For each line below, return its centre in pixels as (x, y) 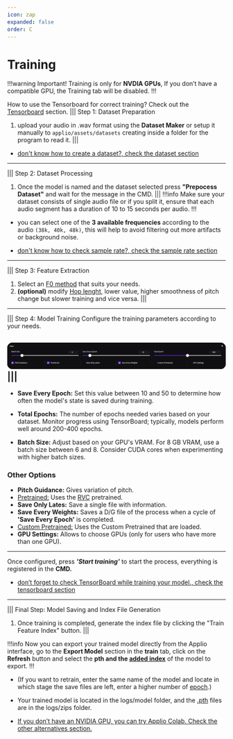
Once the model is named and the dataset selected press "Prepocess (117, 187)
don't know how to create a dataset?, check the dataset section (108, 153)
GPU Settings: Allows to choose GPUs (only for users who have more (116, 534)
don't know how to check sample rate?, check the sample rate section (117, 250)
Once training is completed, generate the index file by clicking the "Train (120, 623)
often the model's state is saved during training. (85, 401)
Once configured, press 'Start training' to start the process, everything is (113, 561)
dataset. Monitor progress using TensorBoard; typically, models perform (120, 422)
